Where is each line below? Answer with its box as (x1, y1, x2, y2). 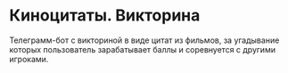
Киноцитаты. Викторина (9, 5, 201, 26)
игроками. (9, 53, 49, 64)
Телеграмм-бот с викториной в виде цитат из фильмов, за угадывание (9, 35, 280, 45)
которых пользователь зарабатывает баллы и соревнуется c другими (9, 44, 276, 54)
